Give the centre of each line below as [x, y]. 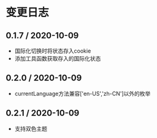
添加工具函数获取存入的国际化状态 [58, 58]
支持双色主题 [31, 128]
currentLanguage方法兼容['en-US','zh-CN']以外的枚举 [82, 93]
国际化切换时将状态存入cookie [53, 51]
